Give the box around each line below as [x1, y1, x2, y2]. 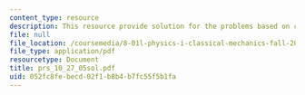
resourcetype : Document [9, 55, 100, 64]
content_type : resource [9, 13, 100, 23]
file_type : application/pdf [9, 47, 116, 56]
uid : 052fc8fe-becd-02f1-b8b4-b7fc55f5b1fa [9, 72, 177, 81]
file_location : [9, 38, 67, 48]
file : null [9, 30, 51, 39]
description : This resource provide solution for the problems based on [9, 22, 290, 31]
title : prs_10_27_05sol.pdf [9, 64, 116, 73]
